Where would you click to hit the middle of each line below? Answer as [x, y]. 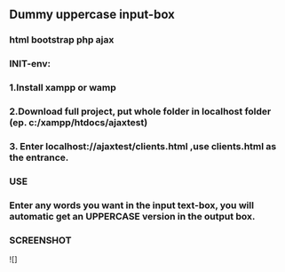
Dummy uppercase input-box [92, 15]
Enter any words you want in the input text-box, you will [132, 205]
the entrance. [39, 157]
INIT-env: [30, 64]
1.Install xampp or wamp [63, 88]
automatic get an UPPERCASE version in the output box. [132, 216]
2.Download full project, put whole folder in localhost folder [140, 112]
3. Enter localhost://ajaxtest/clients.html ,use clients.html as [143, 146]
